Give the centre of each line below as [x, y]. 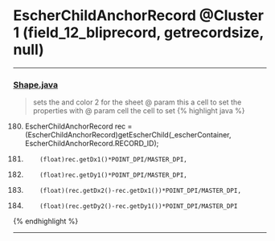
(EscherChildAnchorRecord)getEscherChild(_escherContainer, [128, 135]
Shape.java [36, 84]
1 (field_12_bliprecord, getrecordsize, [138, 33]
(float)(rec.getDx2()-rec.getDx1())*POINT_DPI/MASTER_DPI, [141, 191]
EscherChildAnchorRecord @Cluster [139, 16]
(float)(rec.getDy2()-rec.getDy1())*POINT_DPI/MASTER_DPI [139, 206]
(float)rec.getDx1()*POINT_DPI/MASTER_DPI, [113, 160]
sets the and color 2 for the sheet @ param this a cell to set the [137, 102]
